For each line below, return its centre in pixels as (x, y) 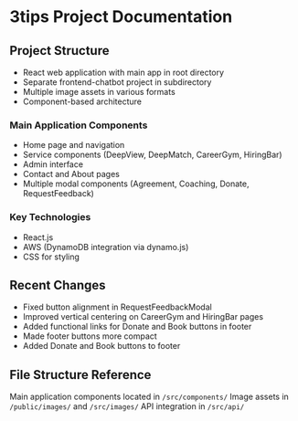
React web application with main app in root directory (123, 72)
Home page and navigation (74, 145)
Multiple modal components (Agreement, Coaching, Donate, (136, 184)
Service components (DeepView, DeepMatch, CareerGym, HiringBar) (152, 155)
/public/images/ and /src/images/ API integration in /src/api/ (127, 406)
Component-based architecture (82, 101)
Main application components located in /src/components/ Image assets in (149, 397)
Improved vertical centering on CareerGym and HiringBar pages (143, 317)
